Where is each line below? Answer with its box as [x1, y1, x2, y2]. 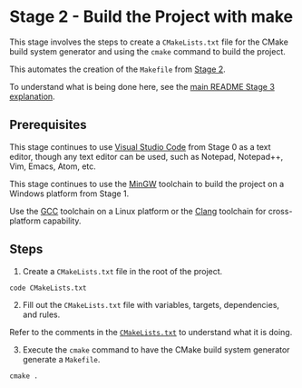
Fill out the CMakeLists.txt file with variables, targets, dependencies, [22, 299, 279, 310]
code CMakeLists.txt [9, 284, 88, 293]
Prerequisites [9, 117, 87, 133]
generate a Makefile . [22, 353, 101, 364]
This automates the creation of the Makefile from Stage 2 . [9, 64, 227, 75]
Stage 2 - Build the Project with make [9, 6, 293, 27]
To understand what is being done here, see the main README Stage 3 [9, 81, 275, 92]
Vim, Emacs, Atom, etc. [9, 161, 97, 172]
